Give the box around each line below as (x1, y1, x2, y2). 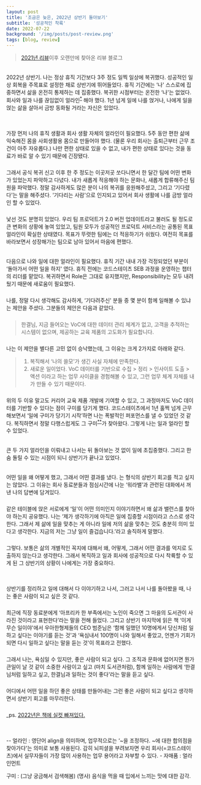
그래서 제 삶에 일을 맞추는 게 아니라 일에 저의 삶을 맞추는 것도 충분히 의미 (19, 520, 188, 527)
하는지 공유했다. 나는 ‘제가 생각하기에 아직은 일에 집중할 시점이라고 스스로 (12, 513, 184, 520)
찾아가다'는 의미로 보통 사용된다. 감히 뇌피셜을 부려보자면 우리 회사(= (6, 745, 167, 752)
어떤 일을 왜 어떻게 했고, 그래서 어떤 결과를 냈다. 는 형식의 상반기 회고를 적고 (6, 474, 184, 481)
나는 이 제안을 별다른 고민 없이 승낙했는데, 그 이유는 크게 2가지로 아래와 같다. (6, 344, 185, 352)
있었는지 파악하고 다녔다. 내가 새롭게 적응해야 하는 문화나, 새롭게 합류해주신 (12, 176, 189, 184)
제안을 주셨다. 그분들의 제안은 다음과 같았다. (12, 304, 115, 311)
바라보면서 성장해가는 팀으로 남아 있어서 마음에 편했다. (6, 238, 133, 245)
